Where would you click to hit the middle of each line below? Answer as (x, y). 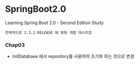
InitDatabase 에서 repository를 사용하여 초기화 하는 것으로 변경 (73, 56)
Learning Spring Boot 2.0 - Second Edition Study (55, 23)
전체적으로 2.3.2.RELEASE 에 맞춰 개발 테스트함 (49, 32)
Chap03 (15, 45)
